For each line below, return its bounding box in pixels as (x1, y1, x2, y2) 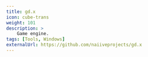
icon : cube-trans (6, 14, 49, 20)
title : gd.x (6, 8, 36, 15)
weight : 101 (6, 20, 36, 26)
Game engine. (17, 31, 49, 37)
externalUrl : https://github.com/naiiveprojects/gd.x (6, 42, 143, 48)
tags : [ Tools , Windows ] (6, 36, 65, 42)
